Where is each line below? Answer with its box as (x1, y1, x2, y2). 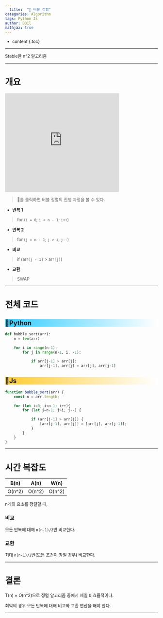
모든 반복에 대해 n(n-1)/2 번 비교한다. (5, 527, 76, 532)
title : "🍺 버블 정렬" (9, 7, 51, 12)
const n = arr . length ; (14, 394, 60, 399)
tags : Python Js (5, 16, 38, 21)
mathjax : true (5, 25, 34, 30)
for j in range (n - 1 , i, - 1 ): (22, 350, 81, 355)
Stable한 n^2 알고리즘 (5, 53, 47, 59)
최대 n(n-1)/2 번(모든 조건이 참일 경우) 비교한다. (5, 552, 96, 558)
